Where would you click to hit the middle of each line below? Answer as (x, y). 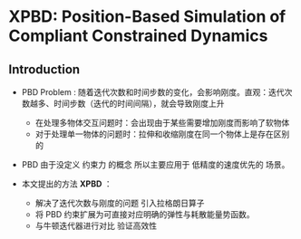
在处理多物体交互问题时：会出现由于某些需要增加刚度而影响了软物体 (162, 123)
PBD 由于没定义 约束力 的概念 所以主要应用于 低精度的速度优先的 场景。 (155, 164)
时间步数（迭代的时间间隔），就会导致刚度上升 (139, 103)
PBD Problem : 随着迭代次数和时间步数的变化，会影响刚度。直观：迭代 (153, 92)
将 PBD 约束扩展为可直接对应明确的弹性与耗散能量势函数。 (145, 214)
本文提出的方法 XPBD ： (67, 184)
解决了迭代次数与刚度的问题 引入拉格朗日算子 (120, 203)
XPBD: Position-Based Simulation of (147, 17)
